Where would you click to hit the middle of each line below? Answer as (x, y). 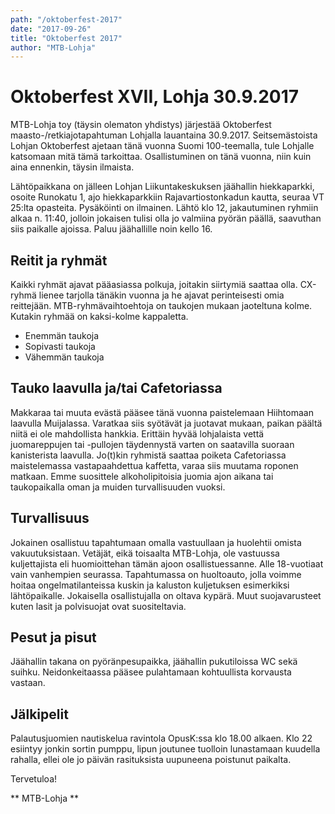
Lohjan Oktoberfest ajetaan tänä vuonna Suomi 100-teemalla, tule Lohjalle (162, 146)
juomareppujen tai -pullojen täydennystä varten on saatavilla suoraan (152, 444)
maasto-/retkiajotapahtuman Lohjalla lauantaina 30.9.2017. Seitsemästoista (164, 135)
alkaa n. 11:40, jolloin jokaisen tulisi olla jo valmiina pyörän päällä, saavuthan (166, 218)
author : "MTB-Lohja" (53, 47)
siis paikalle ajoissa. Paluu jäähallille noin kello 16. (111, 229)
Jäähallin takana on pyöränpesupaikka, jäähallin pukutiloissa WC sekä (154, 662)
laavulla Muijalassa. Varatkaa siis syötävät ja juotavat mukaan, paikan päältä (166, 423)
